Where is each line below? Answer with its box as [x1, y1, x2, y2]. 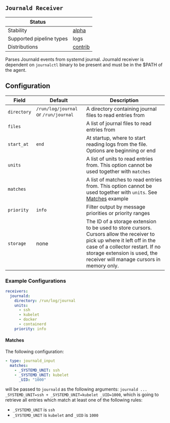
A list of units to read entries [86, 155, 153, 162]
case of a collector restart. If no [86, 243, 161, 250]
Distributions [8, 43, 38, 50]
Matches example [86, 195, 129, 202]
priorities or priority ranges [86, 209, 150, 217]
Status [29, 18, 46, 25]
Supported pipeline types [8, 35, 68, 42]
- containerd [18, 322, 47, 327]
